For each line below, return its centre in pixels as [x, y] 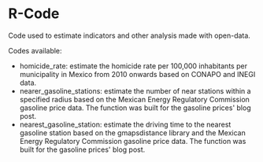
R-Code [34, 14]
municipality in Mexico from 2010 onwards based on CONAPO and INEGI [137, 74]
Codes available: [35, 50]
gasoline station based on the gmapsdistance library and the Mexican [132, 133]
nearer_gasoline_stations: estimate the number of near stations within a [135, 90]
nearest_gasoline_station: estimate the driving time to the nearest [125, 124]
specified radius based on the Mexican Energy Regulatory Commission [135, 99]
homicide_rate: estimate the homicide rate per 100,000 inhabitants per [133, 66]
